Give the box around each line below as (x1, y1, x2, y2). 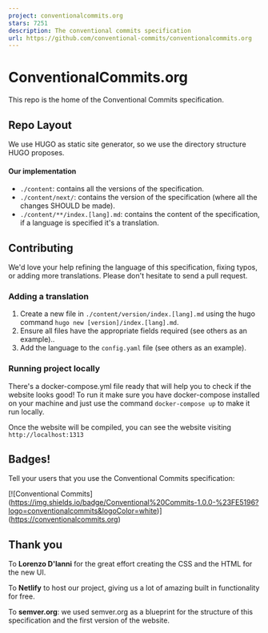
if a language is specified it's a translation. (19, 218, 160, 228)
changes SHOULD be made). (19, 201, 116, 210)
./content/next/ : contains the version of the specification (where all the (19, 193, 258, 202)
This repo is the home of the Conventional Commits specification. (8, 95, 224, 105)
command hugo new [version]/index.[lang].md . (19, 318, 179, 327)
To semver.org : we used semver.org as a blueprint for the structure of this (8, 607, 254, 617)
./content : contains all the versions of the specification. (19, 184, 204, 194)
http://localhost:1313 (8, 431, 84, 439)
